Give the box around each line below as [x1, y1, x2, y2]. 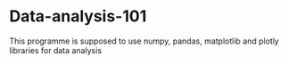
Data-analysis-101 [9, 6, 147, 27]
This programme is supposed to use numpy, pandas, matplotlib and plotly [9, 36, 279, 46]
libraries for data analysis [9, 44, 103, 55]
